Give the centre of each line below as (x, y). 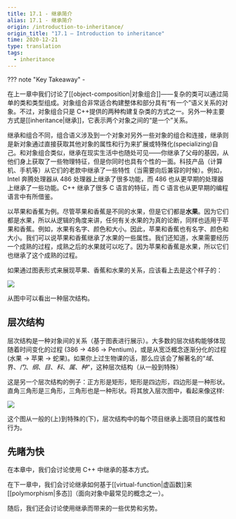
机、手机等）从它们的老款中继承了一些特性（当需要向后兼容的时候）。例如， (117, 170)
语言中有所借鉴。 (32, 196)
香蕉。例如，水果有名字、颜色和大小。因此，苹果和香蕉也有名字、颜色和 (124, 229)
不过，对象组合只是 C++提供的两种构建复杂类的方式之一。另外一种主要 (122, 111)
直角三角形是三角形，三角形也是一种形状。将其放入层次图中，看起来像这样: (116, 391)
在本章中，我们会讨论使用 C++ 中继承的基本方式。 (80, 470)
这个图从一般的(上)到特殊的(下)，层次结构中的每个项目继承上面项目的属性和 (117, 419)
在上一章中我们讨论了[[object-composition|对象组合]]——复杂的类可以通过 (115, 94)
